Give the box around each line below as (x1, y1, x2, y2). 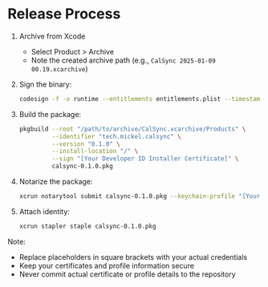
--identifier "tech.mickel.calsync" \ (51, 132, 181, 140)
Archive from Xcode (18, 31, 86, 41)
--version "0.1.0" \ (51, 139, 121, 148)
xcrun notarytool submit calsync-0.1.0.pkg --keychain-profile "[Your (18, 192, 261, 200)
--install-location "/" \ (51, 148, 139, 156)
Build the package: (18, 109, 82, 119)
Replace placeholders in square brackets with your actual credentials (18, 252, 248, 261)
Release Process (7, 5, 121, 23)
